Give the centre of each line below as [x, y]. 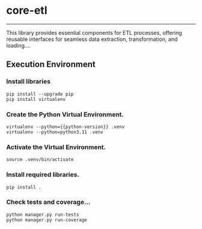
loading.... [19, 45]
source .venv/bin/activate [40, 160]
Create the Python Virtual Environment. [65, 114]
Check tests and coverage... [48, 202]
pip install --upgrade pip [40, 94]
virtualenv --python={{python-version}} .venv [66, 127]
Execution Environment [51, 65]
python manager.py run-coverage [47, 220]
